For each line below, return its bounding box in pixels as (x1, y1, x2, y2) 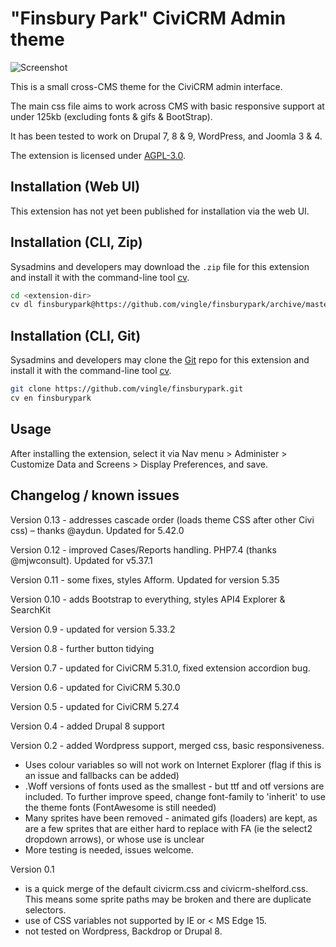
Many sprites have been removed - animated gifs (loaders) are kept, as (24, 812, 318, 824)
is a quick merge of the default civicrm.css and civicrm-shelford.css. (24, 882, 309, 894)
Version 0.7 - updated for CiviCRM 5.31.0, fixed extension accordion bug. (10, 662, 311, 674)
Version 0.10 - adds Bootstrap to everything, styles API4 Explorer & (10, 593, 286, 605)
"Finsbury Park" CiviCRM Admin (10, 7, 287, 30)
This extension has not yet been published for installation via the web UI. (10, 205, 310, 217)
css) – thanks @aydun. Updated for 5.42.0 (10, 524, 185, 536)
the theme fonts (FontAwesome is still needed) (24, 801, 217, 813)
